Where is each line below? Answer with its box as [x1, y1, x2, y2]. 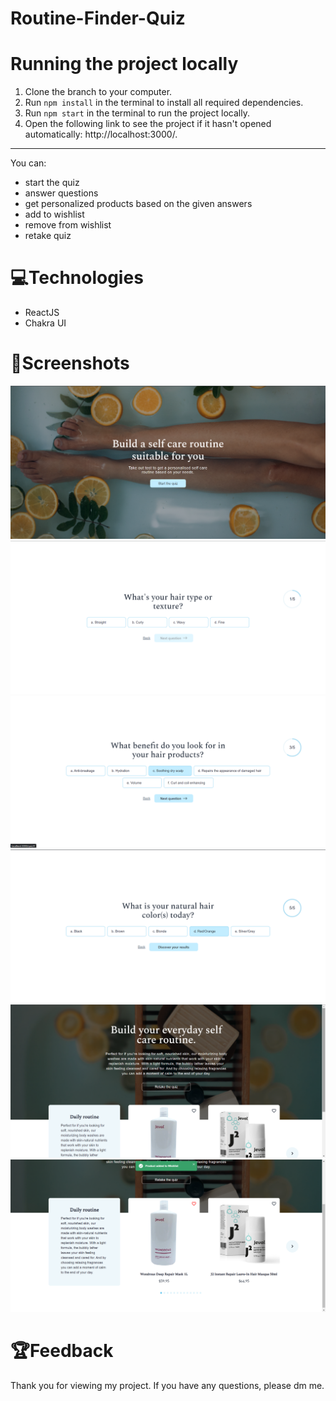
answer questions [24, 187, 99, 199]
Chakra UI [24, 317, 67, 329]
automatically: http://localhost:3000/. [24, 128, 178, 141]
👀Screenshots [10, 352, 130, 375]
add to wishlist [24, 208, 85, 221]
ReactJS [24, 307, 60, 319]
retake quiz [24, 230, 72, 242]
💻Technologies [10, 267, 144, 289]
